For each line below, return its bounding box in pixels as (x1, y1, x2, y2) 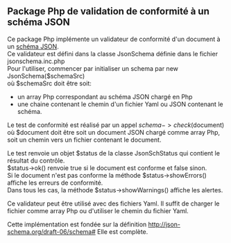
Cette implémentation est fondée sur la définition (7, 220, 147, 228)
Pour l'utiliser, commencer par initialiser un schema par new (7, 64, 179, 72)
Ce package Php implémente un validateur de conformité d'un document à (7, 35, 221, 43)
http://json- (148, 220, 181, 228)
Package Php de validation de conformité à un (7, 6, 209, 17)
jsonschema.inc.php (7, 57, 65, 65)
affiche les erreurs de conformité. (7, 178, 103, 187)
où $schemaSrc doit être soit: (7, 79, 92, 87)
